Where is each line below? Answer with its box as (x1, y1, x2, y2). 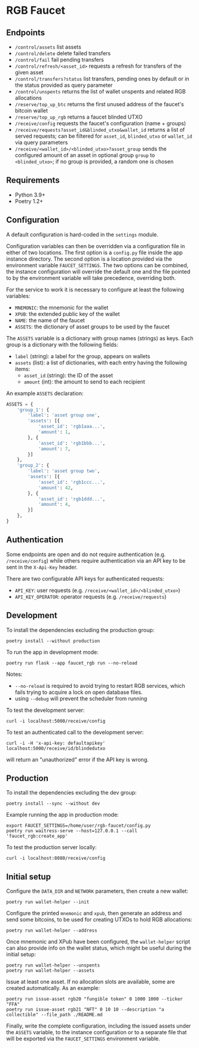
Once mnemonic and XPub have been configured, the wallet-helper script (6, 938, 190, 946)
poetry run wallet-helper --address (6, 928, 97, 934)
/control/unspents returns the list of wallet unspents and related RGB (14, 88, 186, 95)
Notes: (6, 671, 23, 678)
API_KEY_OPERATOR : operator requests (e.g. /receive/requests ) (14, 593, 167, 600)
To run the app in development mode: (6, 648, 99, 656)
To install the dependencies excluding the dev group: (6, 789, 137, 796)
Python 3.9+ (14, 191, 46, 198)
